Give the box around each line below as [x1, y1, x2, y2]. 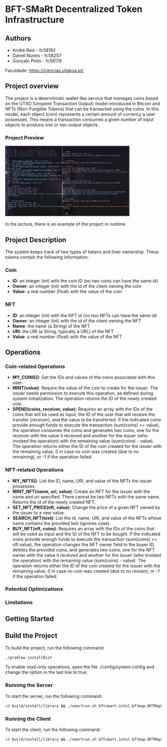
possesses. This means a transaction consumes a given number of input [5, 116, 154, 122]
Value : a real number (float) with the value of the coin [12, 289, 122, 295]
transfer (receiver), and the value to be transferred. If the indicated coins [12, 417, 162, 423]
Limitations [5, 599, 33, 606]
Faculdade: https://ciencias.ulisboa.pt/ [5, 67, 84, 73]
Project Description [5, 236, 67, 244]
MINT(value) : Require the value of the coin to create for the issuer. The [12, 385, 158, 391]
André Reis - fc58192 [12, 47, 56, 53]
